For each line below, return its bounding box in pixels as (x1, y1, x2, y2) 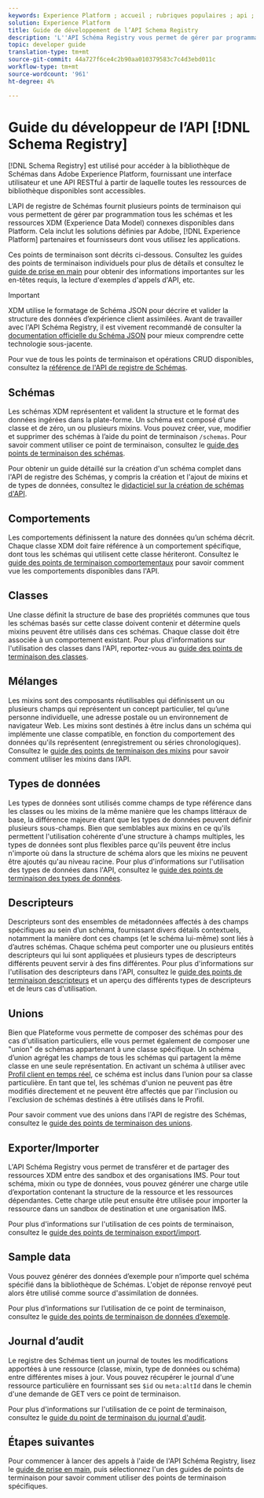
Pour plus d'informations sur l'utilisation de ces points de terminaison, (8, 1219, 234, 1229)
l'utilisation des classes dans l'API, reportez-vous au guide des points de (8, 643, 243, 652)
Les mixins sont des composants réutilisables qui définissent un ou (8, 695, 225, 705)
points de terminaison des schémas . (8, 448, 126, 458)
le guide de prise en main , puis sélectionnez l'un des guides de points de (8, 1465, 244, 1474)
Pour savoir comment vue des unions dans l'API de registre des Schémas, (8, 1110, 247, 1120)
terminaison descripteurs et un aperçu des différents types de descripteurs (8, 976, 251, 985)
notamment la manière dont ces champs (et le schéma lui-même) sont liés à (8, 934, 254, 943)
